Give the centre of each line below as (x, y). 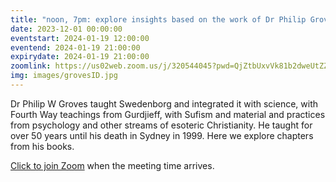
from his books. (42, 146)
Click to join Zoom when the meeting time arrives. (112, 165)
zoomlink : (31, 66)
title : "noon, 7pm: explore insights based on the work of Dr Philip (158, 19)
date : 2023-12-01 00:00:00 (66, 29)
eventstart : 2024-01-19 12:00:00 (80, 38)
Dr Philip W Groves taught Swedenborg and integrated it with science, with (164, 103)
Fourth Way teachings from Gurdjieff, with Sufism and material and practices (168, 114)
